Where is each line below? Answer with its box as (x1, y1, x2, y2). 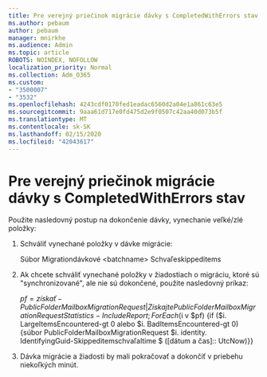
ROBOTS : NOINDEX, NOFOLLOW (8, 57, 98, 65)
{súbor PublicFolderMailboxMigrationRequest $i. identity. (19, 328, 207, 337)
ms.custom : (8, 78, 45, 86)
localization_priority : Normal (8, 64, 112, 72)
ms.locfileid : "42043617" (8, 137, 94, 146)
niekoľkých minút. (19, 360, 79, 370)
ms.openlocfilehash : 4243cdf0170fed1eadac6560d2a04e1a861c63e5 (8, 100, 223, 108)
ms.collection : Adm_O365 (8, 71, 91, 79)
